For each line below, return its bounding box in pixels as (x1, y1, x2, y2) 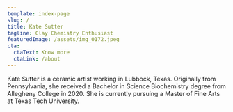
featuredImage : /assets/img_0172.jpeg (7, 36, 120, 43)
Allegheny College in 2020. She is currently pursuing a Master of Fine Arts (7, 89, 220, 97)
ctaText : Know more (13, 49, 70, 56)
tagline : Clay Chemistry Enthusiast (7, 29, 113, 37)
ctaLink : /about (13, 56, 61, 63)
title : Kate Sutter (7, 23, 64, 30)
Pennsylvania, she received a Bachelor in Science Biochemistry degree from (7, 81, 226, 90)
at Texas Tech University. (7, 97, 80, 105)
